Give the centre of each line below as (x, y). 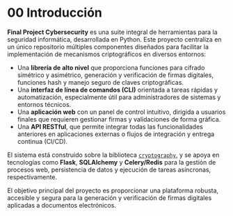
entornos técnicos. (44, 104)
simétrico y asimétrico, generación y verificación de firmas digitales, (115, 75)
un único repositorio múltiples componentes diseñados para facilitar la (108, 47)
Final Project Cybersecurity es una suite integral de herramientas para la (112, 32)
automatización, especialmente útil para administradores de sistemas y (119, 97)
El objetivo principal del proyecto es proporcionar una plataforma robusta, (113, 190)
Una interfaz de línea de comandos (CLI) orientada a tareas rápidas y (117, 90)
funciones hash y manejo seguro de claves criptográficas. (101, 82)
